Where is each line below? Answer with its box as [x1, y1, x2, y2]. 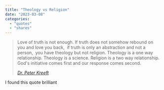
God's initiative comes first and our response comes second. [17, 60, 141, 66]
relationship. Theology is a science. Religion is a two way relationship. [17, 55, 160, 61]
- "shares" [9, 26, 32, 31]
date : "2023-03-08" [5, 12, 45, 17]
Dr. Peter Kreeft [17, 70, 49, 76]
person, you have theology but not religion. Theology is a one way [17, 50, 153, 56]
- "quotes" [9, 21, 32, 26]
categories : [5, 16, 30, 21]
